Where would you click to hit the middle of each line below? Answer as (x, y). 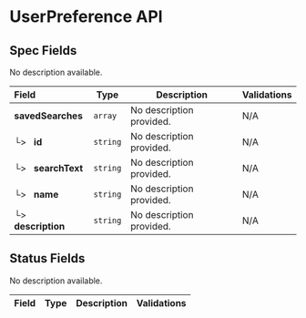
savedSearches (49, 116)
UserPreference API (86, 17)
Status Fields (47, 258)
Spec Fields (43, 51)
